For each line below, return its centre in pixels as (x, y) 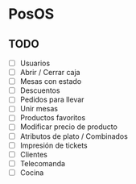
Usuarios (35, 63)
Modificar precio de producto (69, 127)
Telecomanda (43, 163)
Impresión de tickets (54, 145)
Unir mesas (39, 109)
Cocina (32, 172)
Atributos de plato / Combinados (74, 136)
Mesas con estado (51, 82)
